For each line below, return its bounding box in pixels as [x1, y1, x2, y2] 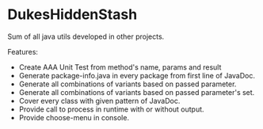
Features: [7, 47, 39, 56]
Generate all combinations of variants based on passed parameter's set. [18, 87, 255, 97]
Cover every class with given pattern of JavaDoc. [18, 96, 181, 105]
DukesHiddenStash [7, 6, 138, 24]
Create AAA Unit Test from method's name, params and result [18, 62, 222, 72]
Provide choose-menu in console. [18, 112, 130, 122]
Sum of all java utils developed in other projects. [7, 32, 165, 41]
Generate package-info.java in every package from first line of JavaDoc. [18, 70, 255, 80]
